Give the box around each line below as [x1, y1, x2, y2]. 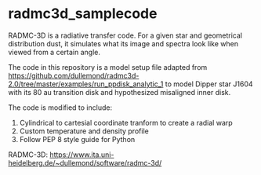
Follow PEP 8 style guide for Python [19, 134, 136, 144]
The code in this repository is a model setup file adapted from [8, 62, 208, 71]
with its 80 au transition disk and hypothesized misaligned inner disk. [8, 87, 231, 97]
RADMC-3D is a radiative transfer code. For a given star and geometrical [8, 31, 243, 40]
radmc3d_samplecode [8, 5, 158, 23]
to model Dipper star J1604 [165, 79, 253, 89]
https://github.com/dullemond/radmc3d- [8, 71, 140, 80]
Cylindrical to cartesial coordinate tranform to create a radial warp [19, 118, 233, 127]
